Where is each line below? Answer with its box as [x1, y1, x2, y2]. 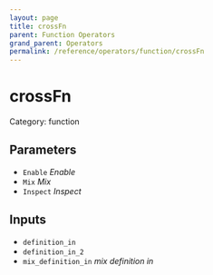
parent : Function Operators [9, 30, 116, 39]
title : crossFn [9, 22, 67, 31]
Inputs [9, 212, 47, 228]
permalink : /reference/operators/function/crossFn [9, 47, 205, 56]
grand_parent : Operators [9, 38, 103, 48]
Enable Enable [22, 166, 76, 177]
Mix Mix [22, 176, 52, 187]
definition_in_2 [22, 247, 84, 257]
